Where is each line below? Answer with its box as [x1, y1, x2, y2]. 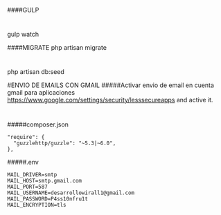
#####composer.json [7, 120, 69, 129]
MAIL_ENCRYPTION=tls [7, 201, 67, 208]
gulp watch [7, 30, 39, 39]
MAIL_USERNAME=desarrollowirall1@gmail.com [7, 189, 135, 196]
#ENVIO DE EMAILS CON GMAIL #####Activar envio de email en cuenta [7, 81, 215, 89]
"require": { [7, 133, 45, 140]
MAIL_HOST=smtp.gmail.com [7, 177, 82, 184]
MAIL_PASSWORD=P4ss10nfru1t [7, 195, 89, 203]
